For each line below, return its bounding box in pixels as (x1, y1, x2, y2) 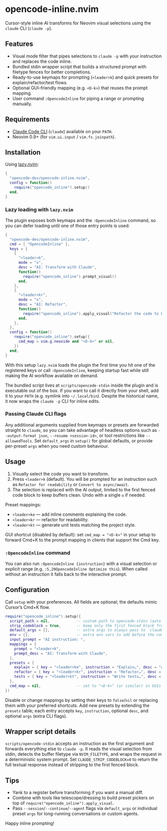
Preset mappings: (5, 501, 41, 507)
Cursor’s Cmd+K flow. (5, 604, 50, 610)
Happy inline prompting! (5, 821, 55, 827)
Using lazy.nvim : (5, 161, 39, 168)
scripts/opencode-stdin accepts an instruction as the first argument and (5, 741, 154, 747)
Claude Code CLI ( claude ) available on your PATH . (12, 128, 113, 134)
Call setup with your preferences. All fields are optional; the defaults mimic (5, 599, 158, 605)
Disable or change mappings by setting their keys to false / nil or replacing (5, 697, 158, 703)
